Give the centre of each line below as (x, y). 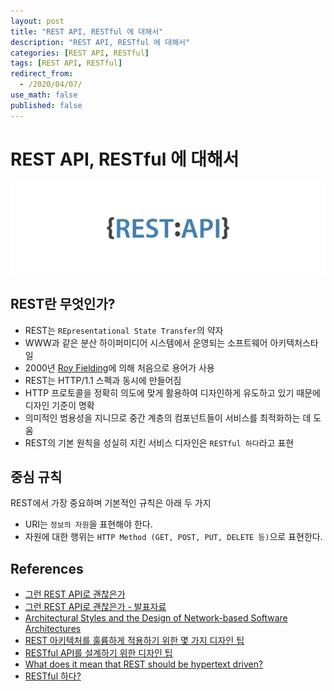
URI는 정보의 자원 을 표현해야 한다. (88, 524)
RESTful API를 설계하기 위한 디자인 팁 (98, 653)
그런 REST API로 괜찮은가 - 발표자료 (95, 607)
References (47, 568)
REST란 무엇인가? (63, 304)
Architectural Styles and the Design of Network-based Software (156, 618)
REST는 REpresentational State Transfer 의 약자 (124, 330)
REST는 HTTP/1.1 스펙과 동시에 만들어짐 (103, 380)
